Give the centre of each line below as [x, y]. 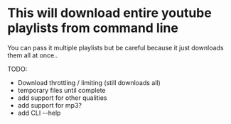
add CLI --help [39, 113]
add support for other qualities [62, 98]
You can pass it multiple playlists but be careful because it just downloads [116, 47]
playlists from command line [93, 28]
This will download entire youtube [109, 13]
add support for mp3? [49, 105]
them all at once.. [33, 55]
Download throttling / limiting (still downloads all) [89, 82]
